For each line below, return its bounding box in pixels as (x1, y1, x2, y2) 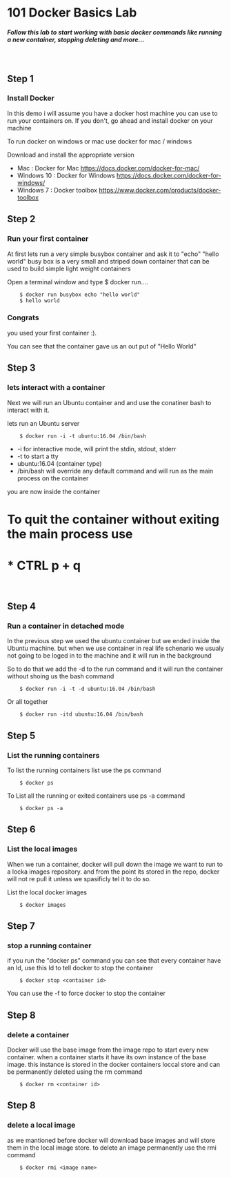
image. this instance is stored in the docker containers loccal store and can (7, 1061, 221, 1069)
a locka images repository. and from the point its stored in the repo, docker (7, 867, 220, 876)
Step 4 (7, 600, 37, 612)
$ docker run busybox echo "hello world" (19, 291, 140, 298)
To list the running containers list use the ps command (7, 766, 161, 774)
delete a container (7, 1030, 70, 1039)
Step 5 (7, 729, 36, 741)
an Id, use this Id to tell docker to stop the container (7, 964, 154, 972)
